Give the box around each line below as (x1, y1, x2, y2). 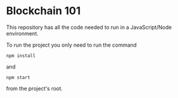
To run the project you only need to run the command (6, 41, 137, 48)
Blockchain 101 (6, 4, 81, 18)
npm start (6, 74, 31, 80)
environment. (6, 30, 39, 37)
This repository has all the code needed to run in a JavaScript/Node (6, 24, 172, 31)
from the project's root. (6, 84, 63, 92)
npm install (6, 53, 36, 58)
